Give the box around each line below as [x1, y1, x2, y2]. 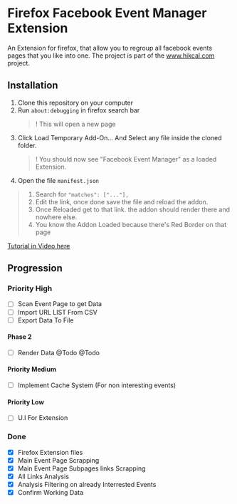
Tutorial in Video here [7, 241, 70, 250]
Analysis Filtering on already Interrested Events [17, 480, 157, 488]
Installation [7, 80, 58, 92]
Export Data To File [17, 315, 74, 325]
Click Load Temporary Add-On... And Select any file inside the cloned [17, 133, 222, 142]
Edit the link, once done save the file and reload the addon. [35, 197, 209, 206]
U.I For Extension [17, 414, 68, 422]
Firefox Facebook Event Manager [7, 5, 207, 21]
